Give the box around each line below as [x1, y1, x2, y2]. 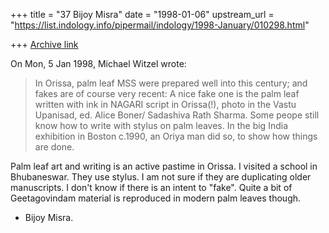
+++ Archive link [10, 39, 79, 50]
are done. [34, 141, 75, 153]
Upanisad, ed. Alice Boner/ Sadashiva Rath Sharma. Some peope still [34, 109, 320, 121]
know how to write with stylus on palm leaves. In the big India [34, 120, 288, 131]
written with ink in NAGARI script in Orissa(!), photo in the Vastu [34, 99, 297, 110]
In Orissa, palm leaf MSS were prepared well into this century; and [34, 77, 308, 89]
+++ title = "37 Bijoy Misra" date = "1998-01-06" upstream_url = [10, 9, 275, 20]
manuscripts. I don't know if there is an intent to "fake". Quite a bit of [10, 182, 293, 193]
